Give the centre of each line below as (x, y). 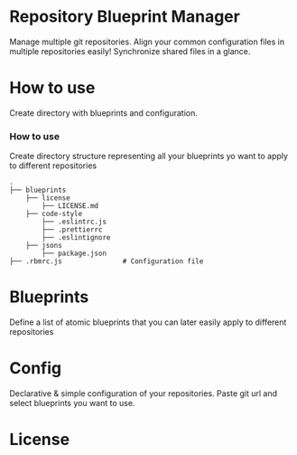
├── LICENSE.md (70, 206)
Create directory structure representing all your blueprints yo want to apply (149, 156)
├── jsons (44, 246)
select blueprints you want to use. (72, 403)
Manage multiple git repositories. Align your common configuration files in (147, 42)
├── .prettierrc (72, 230)
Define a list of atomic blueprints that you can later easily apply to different (148, 322)
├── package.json (74, 254)
